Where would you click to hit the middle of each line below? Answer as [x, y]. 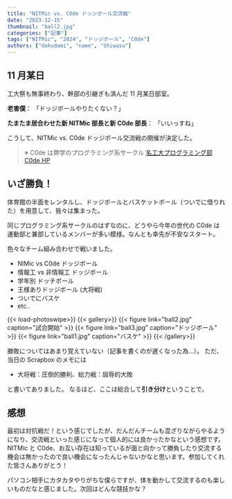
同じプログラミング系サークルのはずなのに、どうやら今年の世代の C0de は [114, 225]
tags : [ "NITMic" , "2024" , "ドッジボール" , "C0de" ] [79, 40]
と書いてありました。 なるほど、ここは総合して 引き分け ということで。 [108, 389]
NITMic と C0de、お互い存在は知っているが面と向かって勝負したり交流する [115, 448]
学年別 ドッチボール [45, 281]
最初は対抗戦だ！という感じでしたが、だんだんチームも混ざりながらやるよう [116, 431]
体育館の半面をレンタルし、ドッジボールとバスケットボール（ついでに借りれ [116, 202]
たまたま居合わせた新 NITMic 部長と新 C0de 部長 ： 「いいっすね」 [102, 123]
